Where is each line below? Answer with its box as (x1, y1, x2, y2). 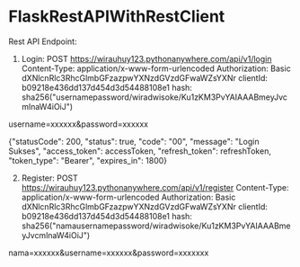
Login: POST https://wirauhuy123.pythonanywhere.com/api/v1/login (21, 53, 272, 64)
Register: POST (21, 173, 78, 183)
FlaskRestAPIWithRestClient (8, 6, 225, 27)
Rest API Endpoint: (8, 36, 77, 47)
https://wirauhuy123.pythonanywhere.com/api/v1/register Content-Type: (21, 182, 289, 192)
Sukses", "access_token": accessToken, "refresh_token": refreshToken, (8, 146, 271, 156)
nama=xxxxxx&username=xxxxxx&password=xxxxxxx (8, 247, 209, 258)
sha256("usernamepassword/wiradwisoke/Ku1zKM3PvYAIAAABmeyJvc (21, 92, 288, 102)
